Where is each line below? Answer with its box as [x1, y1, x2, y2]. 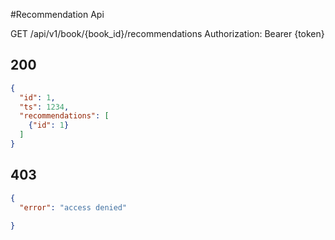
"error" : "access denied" [19, 202, 128, 213]
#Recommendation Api [10, 9, 105, 20]
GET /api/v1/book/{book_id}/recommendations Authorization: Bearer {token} [10, 28, 325, 39]
